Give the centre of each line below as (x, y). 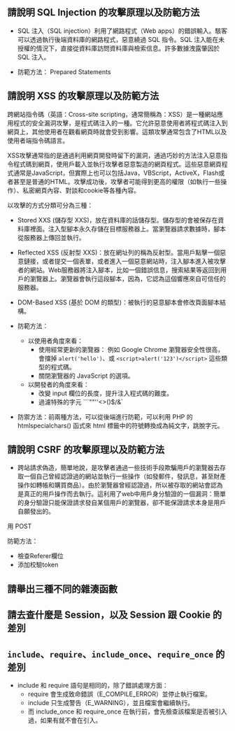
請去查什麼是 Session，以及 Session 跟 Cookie (109, 615)
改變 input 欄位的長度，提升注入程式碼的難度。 (106, 393)
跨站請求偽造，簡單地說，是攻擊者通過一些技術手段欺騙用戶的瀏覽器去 (119, 468)
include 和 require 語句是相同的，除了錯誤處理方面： (93, 686)
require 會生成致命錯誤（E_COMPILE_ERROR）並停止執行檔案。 (120, 694)
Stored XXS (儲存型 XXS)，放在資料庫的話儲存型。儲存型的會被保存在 (117, 220)
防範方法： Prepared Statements (64, 71)
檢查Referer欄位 (41, 556)
